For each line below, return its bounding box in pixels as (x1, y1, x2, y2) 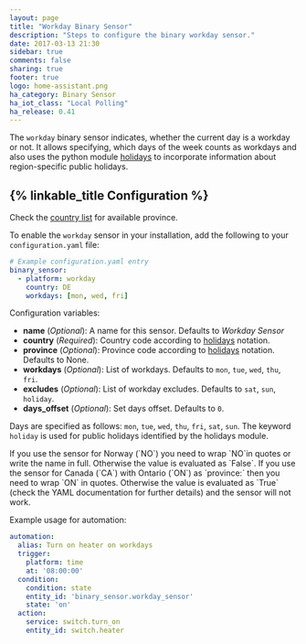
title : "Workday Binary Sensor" (9, 22, 132, 31)
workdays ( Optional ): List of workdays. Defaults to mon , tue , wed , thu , (22, 364, 281, 375)
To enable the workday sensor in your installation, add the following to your (9, 230, 290, 241)
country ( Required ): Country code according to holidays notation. (22, 335, 271, 346)
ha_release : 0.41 (9, 107, 76, 116)
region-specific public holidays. (9, 161, 129, 172)
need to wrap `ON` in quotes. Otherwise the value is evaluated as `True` (9, 478, 279, 488)
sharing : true (9, 65, 64, 74)
